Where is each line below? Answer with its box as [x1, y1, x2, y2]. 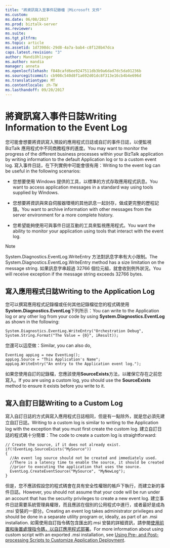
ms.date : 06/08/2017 [5, 17, 49, 22]
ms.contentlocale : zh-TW [5, 82, 58, 87]
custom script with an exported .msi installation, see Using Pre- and [5, 532, 147, 538]
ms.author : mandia [5, 59, 44, 64]
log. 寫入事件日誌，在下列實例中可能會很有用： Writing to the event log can [5, 162, 160, 168]
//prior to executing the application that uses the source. [10, 465, 142, 470]
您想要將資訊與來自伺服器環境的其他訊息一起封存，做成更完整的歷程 [12, 200, 155, 206]
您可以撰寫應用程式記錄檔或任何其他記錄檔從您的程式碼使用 [5, 301, 130, 307]
